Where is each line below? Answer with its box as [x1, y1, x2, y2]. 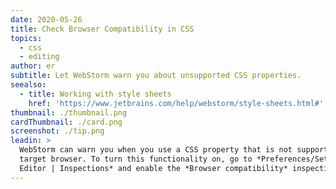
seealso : [10, 80, 47, 90]
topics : [10, 33, 43, 43]
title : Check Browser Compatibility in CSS [10, 24, 195, 34]
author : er [10, 61, 56, 71]
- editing [19, 52, 60, 62]
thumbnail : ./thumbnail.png [10, 107, 128, 118]
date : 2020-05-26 [10, 14, 83, 25]
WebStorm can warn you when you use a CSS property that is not [19, 145, 293, 155]
